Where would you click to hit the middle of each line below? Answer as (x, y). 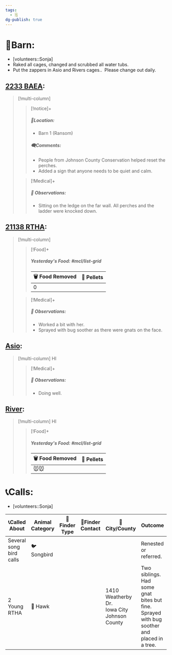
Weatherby (119, 597)
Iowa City (117, 610)
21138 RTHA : (26, 227)
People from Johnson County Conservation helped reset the (102, 160)
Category (43, 529)
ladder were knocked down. (68, 211)
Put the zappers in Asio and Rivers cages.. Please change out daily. (84, 70)
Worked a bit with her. (61, 324)
